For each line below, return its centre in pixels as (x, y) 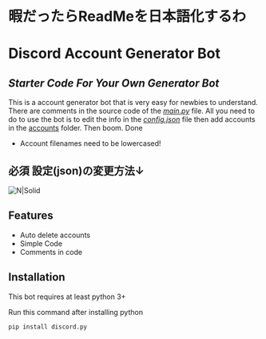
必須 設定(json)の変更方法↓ (77, 170)
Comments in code (51, 252)
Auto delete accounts (55, 235)
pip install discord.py (48, 327)
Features (31, 216)
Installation (37, 277)
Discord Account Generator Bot (115, 54)
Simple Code (41, 243)
